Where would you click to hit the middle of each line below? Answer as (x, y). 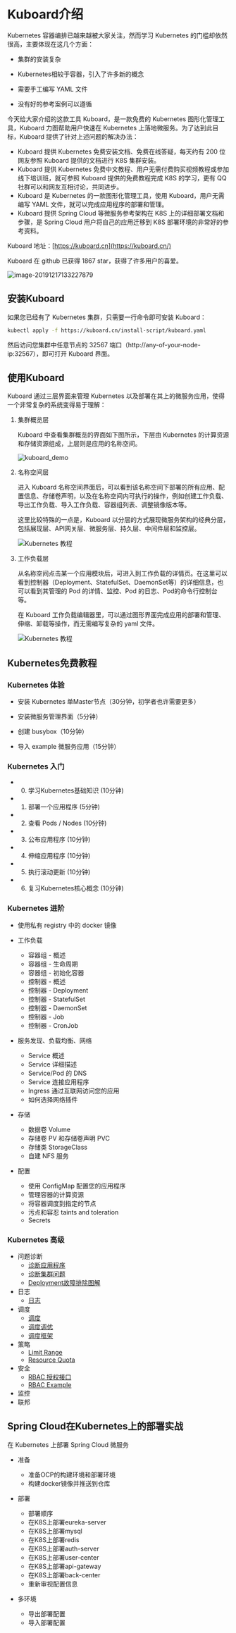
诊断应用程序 (46, 1265)
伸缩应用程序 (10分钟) (59, 856)
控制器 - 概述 (46, 981)
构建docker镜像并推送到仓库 (69, 1483)
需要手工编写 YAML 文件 (52, 89)
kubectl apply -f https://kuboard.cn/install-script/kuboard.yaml (107, 330)
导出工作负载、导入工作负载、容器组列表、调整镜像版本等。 (104, 505)
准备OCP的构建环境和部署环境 (72, 1474)
